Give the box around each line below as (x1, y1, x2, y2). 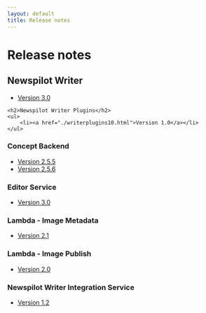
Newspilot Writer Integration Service (7, 282, 135, 292)
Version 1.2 (17, 298, 50, 307)
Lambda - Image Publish (7, 249, 92, 259)
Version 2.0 (17, 265, 51, 273)
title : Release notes (7, 17, 71, 24)
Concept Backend (7, 141, 70, 151)
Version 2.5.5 (17, 157, 56, 165)
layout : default (7, 10, 55, 18)
